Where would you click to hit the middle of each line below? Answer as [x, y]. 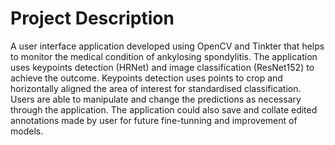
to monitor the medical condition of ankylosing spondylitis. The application [164, 56]
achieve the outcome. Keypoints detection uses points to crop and [146, 78]
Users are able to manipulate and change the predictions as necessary [156, 99]
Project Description [92, 18]
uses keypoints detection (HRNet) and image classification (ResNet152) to [162, 67]
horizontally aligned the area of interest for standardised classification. [156, 88]
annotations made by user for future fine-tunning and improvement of [154, 120]
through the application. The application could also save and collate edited [164, 109]
